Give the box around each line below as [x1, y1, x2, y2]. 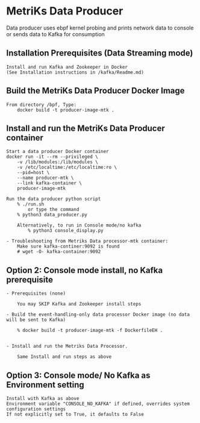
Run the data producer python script [6, 196, 101, 202]
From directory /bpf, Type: [6, 101, 77, 108]
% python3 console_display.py [28, 228, 104, 234]
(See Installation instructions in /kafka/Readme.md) [6, 69, 145, 75]
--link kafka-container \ [17, 180, 83, 186]
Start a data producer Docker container [6, 149, 110, 155]
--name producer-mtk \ [17, 175, 74, 181]
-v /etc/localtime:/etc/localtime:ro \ [17, 164, 117, 171]
